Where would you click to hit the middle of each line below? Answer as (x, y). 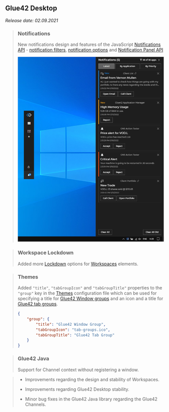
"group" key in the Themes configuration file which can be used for (87, 293)
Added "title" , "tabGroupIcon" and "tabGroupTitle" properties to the (90, 288)
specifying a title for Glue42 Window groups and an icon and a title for (90, 299)
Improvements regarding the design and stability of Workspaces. (92, 379)
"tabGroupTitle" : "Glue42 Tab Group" (75, 335)
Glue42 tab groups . (37, 304)
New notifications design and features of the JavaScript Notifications (89, 44)
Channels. (35, 404)
